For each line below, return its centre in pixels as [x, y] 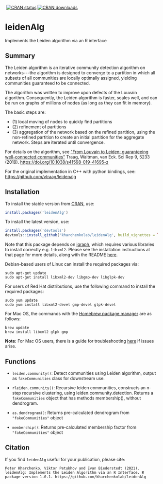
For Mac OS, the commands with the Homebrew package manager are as [78, 314]
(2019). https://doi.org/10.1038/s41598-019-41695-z [57, 162]
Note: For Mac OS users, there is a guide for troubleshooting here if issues [80, 341]
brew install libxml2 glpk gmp [37, 332]
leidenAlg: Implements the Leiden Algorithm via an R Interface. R [75, 472]
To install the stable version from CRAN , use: [50, 204]
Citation [17, 448]
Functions [21, 361]
